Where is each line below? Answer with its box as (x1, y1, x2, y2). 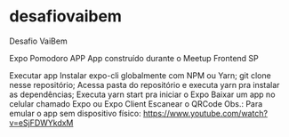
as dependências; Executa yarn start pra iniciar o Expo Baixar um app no (9, 89, 276, 100)
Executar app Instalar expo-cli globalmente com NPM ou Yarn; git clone (9, 69, 271, 81)
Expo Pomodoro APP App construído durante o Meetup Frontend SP (9, 52, 260, 63)
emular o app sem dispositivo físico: (9, 108, 141, 118)
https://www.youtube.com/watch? (142, 108, 269, 118)
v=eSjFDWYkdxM (9, 117, 74, 128)
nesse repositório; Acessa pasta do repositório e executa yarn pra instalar (9, 79, 280, 90)
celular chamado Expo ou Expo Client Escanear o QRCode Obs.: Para (9, 98, 263, 109)
